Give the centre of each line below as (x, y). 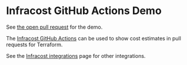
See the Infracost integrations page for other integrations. (76, 56)
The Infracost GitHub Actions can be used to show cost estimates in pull (93, 38)
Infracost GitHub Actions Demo (84, 11)
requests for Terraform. (34, 45)
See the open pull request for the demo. (54, 27)
